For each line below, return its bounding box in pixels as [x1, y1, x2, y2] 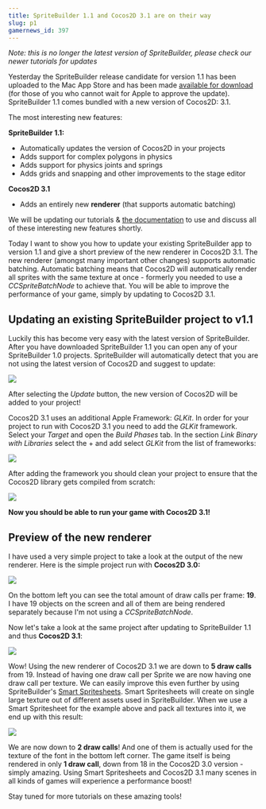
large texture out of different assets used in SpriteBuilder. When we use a [8, 695, 248, 704]
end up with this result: [8, 712, 83, 722]
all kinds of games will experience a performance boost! [8, 776, 192, 785]
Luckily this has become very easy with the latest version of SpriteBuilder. [8, 334, 250, 343]
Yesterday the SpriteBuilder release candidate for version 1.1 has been [8, 72, 237, 82]
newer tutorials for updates [8, 56, 98, 66]
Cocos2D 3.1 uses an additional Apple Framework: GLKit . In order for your [8, 413, 249, 423]
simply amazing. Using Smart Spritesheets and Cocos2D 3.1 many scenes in [8, 768, 257, 777]
